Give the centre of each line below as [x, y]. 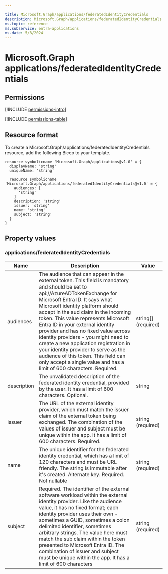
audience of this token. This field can [82, 356]
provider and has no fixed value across [85, 331]
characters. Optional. [64, 395]
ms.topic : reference [27, 24]
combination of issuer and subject [79, 551]
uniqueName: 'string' [32, 170]
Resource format [32, 135]
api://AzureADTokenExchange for [78, 293]
